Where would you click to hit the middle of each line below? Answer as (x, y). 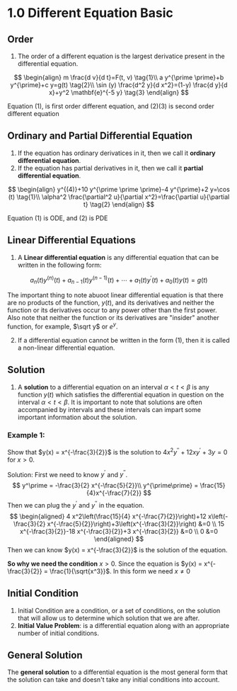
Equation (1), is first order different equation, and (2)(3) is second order (111, 106)
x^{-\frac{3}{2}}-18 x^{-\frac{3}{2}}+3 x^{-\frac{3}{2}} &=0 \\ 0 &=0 (119, 531)
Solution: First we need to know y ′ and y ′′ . (68, 474)
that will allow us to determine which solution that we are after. (109, 618)
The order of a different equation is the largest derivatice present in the (121, 56)
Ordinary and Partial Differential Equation (100, 136)
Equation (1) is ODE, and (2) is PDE (58, 218)
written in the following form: (59, 265)
